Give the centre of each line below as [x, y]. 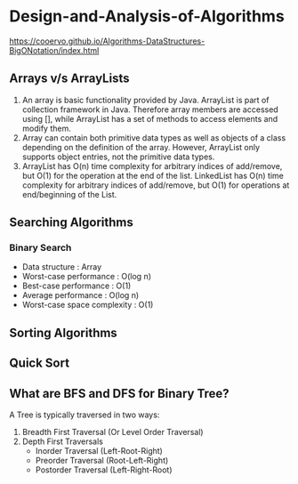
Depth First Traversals [63, 441]
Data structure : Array [62, 267]
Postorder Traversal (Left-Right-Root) [104, 470]
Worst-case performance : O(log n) [87, 277]
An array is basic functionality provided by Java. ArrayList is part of [145, 100]
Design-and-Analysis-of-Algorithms [147, 16]
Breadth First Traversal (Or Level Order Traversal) [113, 432]
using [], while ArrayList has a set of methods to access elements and [150, 118]
